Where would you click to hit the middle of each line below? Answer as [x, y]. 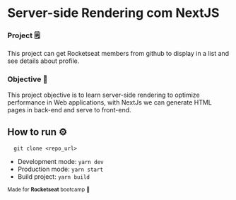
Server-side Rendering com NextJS [113, 13]
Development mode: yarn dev [60, 161]
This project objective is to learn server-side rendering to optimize [104, 95]
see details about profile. [43, 61]
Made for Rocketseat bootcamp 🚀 [49, 189]
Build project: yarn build [54, 176]
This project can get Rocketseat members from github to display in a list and [118, 54]
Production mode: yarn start [60, 169]
